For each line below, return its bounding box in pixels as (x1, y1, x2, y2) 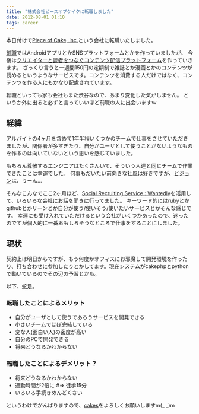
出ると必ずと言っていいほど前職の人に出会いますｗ (31, 99, 157, 106)
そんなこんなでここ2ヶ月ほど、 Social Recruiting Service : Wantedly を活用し (6, 190, 192, 197)
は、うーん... (11, 177, 43, 184)
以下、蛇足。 (6, 283, 37, 289)
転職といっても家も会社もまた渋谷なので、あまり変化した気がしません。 (6, 91, 182, 98)
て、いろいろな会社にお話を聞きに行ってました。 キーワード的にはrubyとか (6, 197, 190, 205)
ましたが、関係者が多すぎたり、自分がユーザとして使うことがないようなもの (6, 142, 193, 149)
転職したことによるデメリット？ (6, 359, 97, 368)
